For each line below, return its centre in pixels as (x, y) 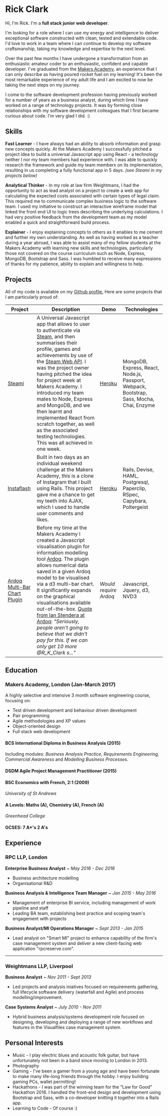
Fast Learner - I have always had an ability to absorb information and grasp (83, 143)
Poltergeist (135, 507)
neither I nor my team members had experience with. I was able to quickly (81, 159)
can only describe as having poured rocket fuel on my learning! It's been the (84, 74)
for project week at (59, 380)
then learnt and (54, 411)
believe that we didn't (62, 634)
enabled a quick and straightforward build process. (58, 222)
